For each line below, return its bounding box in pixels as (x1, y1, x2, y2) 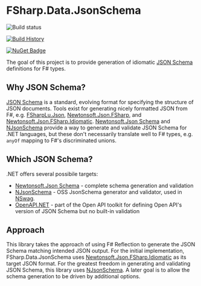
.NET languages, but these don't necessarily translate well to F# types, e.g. (6, 130, 193, 137)
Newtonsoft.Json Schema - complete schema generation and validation (14, 182, 194, 189)
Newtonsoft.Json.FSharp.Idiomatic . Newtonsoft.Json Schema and (6, 117, 171, 125)
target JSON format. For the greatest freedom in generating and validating (6, 260, 191, 267)
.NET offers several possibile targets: (6, 170, 98, 178)
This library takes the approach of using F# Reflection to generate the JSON (6, 241, 196, 248)
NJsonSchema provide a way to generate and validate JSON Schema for (6, 124, 187, 131)
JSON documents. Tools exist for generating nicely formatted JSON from (6, 105, 188, 112)
